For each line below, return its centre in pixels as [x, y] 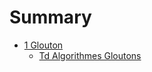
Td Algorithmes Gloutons [90, 55]
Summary [50, 17]
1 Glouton [43, 45]
